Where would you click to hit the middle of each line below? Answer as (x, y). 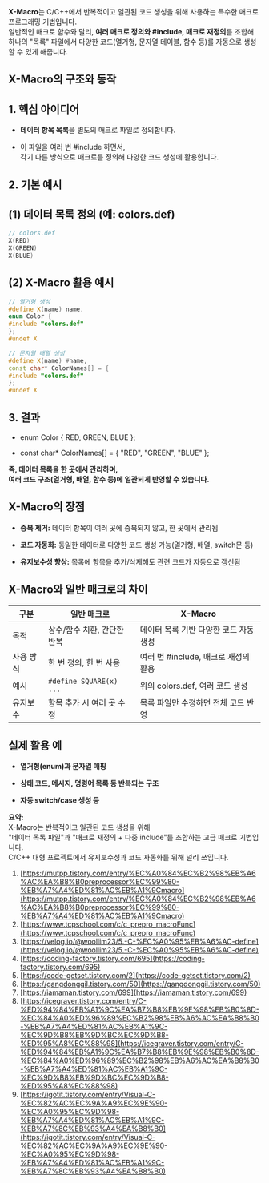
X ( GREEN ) (23, 248)
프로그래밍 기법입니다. (43, 22)
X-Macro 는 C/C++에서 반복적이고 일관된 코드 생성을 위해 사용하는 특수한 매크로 (133, 12)
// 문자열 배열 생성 (37, 353)
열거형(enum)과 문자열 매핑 (63, 767)
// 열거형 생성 (29, 302)
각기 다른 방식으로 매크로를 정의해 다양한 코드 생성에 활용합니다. (119, 157)
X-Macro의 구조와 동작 (62, 80)
